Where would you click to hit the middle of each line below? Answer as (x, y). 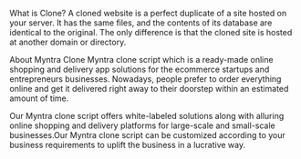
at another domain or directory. (68, 42)
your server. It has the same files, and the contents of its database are (141, 23)
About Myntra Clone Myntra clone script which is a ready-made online (141, 60)
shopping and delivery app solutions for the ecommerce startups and (140, 69)
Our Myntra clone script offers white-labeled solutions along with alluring (147, 116)
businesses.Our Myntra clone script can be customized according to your (147, 135)
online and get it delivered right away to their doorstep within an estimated (149, 89)
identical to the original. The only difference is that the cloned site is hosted (151, 32)
